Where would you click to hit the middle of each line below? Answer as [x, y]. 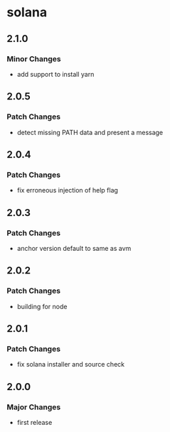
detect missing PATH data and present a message [90, 132]
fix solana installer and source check [71, 364]
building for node [42, 306]
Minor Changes [34, 59]
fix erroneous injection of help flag [68, 190]
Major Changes [34, 407]
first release [34, 422]
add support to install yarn [55, 74]
